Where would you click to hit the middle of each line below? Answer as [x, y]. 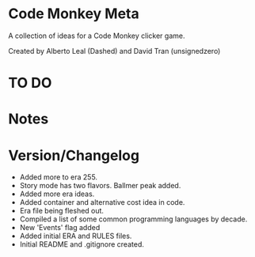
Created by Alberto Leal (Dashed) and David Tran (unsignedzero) [114, 51]
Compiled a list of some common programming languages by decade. [133, 219]
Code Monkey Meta [74, 14]
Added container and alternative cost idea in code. [102, 202]
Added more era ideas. [57, 194]
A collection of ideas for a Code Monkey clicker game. [97, 36]
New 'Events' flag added [60, 228]
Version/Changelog [74, 155]
